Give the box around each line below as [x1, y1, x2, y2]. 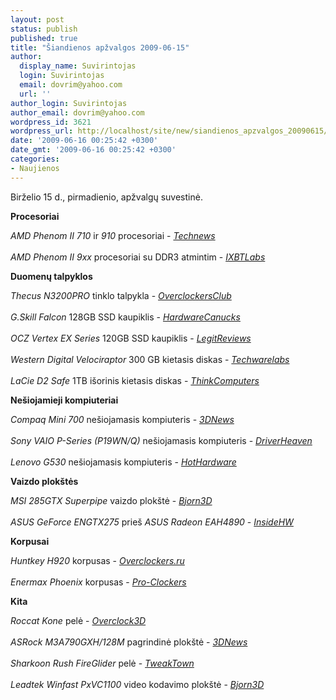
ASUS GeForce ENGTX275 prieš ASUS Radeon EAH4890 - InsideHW [10, 516, 294, 528]
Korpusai [10, 535, 50, 547]
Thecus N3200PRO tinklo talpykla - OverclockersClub [10, 289, 232, 301]
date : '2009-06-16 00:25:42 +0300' [10, 136, 159, 146]
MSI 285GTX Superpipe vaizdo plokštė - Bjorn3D [10, 494, 213, 506]
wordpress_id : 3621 [10, 117, 92, 127]
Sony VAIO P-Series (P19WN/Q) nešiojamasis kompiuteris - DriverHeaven [10, 434, 313, 446]
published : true [10, 33, 78, 43]
